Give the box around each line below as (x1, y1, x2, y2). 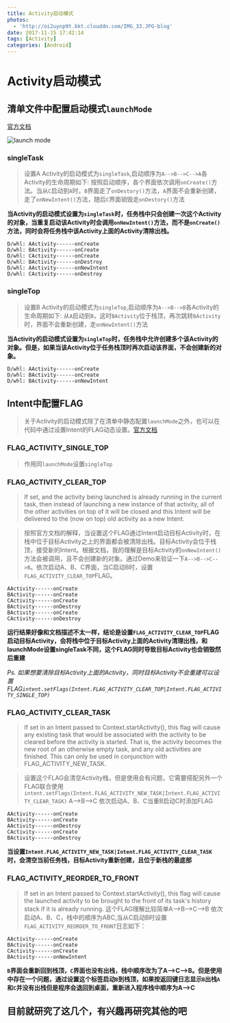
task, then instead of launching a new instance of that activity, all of (23, 500, 214, 508)
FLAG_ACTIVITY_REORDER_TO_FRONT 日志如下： (23, 922, 146, 930)
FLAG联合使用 (23, 782, 64, 791)
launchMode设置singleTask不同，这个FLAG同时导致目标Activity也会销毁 (7, 645, 216, 653)
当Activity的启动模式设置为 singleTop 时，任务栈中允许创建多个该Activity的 (7, 334, 219, 343)
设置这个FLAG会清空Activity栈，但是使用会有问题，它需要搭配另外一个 (23, 774, 223, 782)
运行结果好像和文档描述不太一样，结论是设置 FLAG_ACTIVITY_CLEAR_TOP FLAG (7, 628, 220, 636)
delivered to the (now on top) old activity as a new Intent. (23, 515, 185, 523)
